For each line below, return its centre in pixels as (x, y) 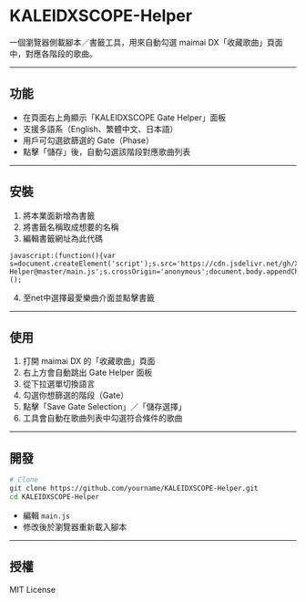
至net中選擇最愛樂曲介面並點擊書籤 (88, 297)
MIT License (33, 589)
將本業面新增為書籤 (59, 215)
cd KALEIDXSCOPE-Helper (55, 497)
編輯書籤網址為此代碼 (62, 238)
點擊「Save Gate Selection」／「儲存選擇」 (104, 407)
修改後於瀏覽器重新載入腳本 (75, 526)
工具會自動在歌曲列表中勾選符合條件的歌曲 (102, 418)
